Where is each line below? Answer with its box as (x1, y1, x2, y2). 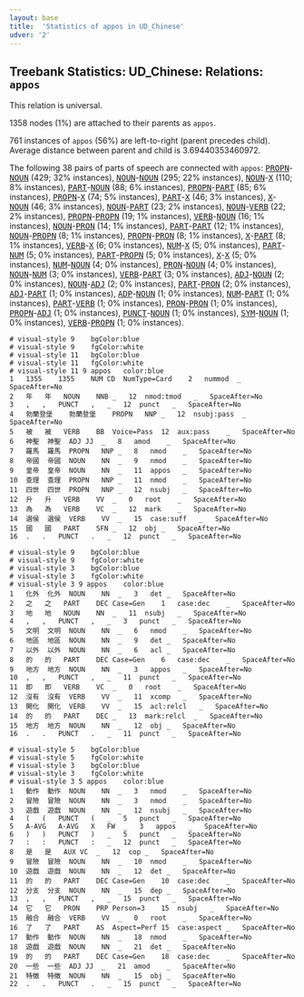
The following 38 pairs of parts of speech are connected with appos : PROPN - (9, 163, 293, 174)
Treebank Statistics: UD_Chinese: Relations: (9, 64, 264, 79)
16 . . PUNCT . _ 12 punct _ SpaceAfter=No (9, 532, 242, 541)
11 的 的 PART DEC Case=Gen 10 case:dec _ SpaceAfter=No (9, 877, 296, 886)
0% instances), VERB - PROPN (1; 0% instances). (9, 317, 184, 328)
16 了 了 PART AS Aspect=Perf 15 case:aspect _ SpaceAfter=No (9, 923, 296, 932)
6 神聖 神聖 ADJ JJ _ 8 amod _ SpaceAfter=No (9, 438, 236, 447)
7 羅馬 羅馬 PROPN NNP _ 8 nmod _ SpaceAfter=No (9, 447, 252, 456)
